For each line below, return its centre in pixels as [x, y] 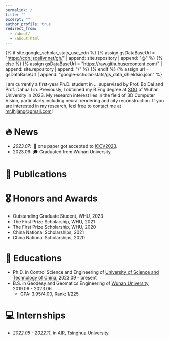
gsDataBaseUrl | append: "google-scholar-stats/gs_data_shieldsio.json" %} [84, 74]
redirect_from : [21, 29]
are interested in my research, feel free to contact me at [63, 106]
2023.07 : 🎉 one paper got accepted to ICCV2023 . [65, 146]
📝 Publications [36, 174]
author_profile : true [28, 24]
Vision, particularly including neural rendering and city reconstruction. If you [85, 100]
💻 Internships [35, 315]
